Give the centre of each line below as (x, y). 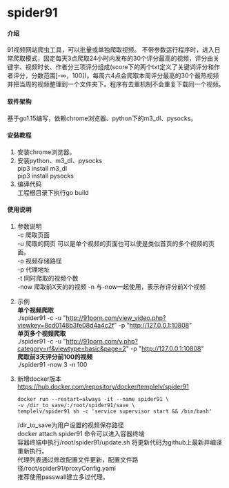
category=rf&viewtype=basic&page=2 (71, 348)
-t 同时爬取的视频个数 (48, 278)
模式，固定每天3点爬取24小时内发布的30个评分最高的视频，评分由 (119, 58)
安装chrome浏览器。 (46, 152)
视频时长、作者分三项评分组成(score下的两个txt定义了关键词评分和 (120, 67)
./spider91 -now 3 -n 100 (52, 365)
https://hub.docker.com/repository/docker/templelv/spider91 (103, 386)
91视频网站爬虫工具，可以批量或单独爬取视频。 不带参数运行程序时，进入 (111, 50)
